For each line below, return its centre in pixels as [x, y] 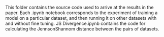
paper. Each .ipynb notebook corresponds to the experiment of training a [81, 13]
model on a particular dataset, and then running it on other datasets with [81, 18]
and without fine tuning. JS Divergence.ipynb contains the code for [75, 23]
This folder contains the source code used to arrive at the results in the [79, 7]
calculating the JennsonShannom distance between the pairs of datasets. [82, 29]
